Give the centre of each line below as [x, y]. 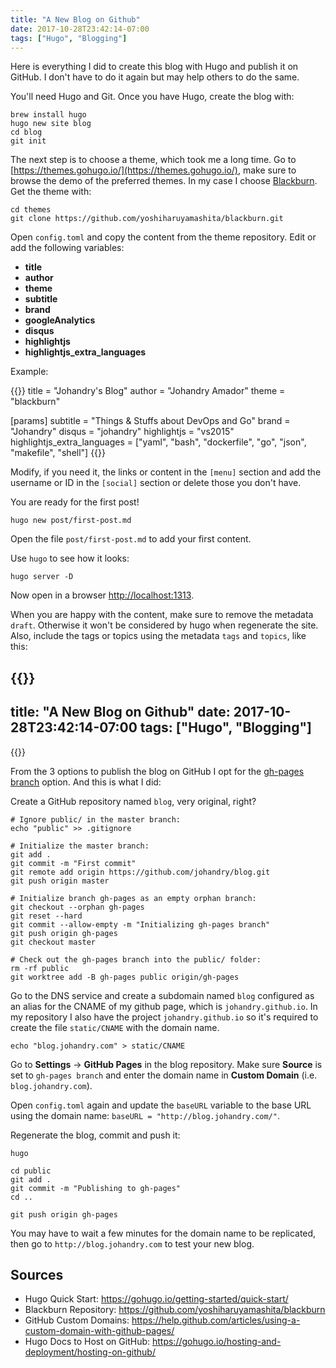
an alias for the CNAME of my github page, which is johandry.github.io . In [164, 1006]
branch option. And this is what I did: [86, 782]
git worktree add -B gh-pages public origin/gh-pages [125, 977]
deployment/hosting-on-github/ [90, 1352]
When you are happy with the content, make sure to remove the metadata [162, 615]
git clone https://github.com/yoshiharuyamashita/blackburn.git [147, 219]
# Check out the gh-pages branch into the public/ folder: [136, 959]
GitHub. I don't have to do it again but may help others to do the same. [155, 77]
